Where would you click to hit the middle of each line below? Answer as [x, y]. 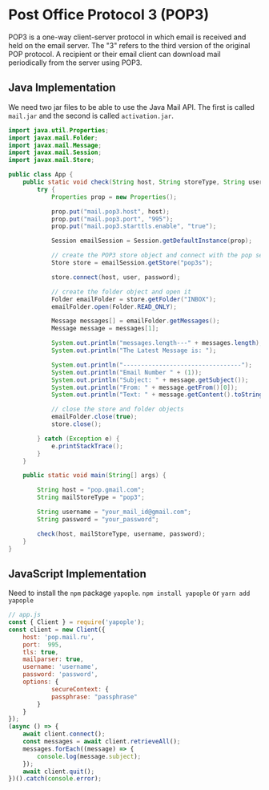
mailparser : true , [53, 659]
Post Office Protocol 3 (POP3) [109, 15]
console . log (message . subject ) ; [89, 756]
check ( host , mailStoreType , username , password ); [121, 534]
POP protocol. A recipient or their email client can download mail [115, 54]
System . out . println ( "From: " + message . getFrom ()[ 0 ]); [145, 387]
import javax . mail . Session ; [55, 153]
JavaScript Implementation [77, 574]
